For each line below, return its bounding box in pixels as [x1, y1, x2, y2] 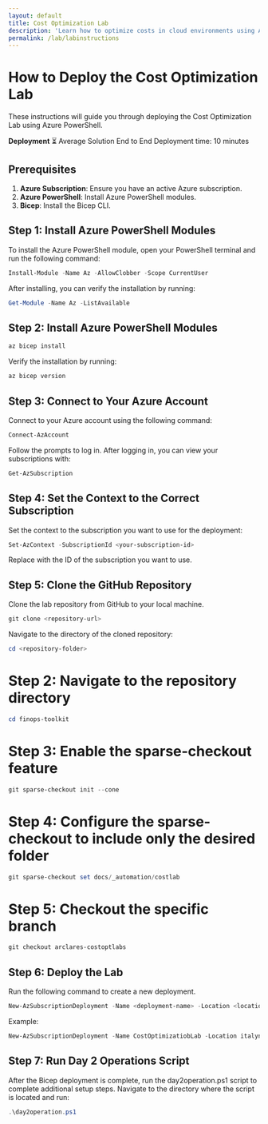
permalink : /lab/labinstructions [8, 34, 120, 42]
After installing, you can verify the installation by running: [8, 283, 195, 293]
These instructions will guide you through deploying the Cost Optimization [8, 112, 252, 122]
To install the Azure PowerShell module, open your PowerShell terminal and [8, 245, 256, 254]
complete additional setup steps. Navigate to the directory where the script [8, 1084, 255, 1094]
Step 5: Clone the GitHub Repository [8, 578, 192, 592]
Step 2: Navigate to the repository [8, 672, 237, 690]
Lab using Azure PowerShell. [8, 121, 103, 130]
